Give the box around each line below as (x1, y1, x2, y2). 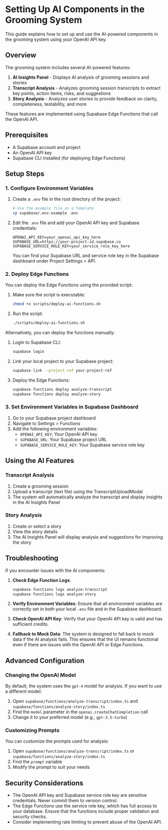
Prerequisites (5, 131, 48, 139)
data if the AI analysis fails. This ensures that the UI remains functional (12, 636, 158, 642)
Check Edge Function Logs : (12, 577, 71, 583)
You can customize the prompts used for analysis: (5, 738, 109, 744)
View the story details (12, 529, 58, 535)
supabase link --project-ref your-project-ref (12, 368, 112, 373)
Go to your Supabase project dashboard (12, 415, 96, 421)
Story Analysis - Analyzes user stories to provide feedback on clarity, (12, 95, 158, 101)
